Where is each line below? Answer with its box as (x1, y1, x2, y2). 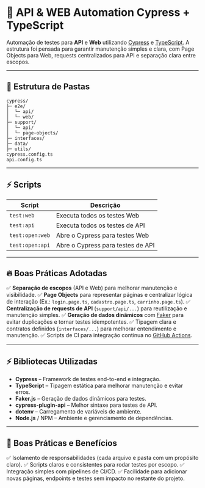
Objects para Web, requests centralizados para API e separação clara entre (6, 51, 196, 59)
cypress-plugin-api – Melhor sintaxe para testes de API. (15, 401, 157, 409)
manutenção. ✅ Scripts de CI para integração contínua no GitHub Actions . (6, 332, 193, 339)
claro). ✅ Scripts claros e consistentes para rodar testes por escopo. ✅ (6, 461, 185, 468)
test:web (9, 212, 35, 219)
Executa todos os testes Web (56, 211, 140, 219)
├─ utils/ (6, 146, 32, 152)
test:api (9, 222, 35, 228)
